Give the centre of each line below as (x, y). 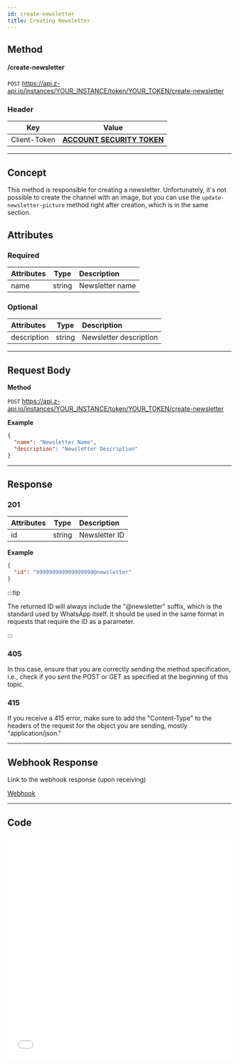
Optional (22, 307)
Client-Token (33, 140)
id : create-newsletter (41, 14)
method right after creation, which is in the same (137, 205)
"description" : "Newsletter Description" (76, 449)
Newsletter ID (102, 535)
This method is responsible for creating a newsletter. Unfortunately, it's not (117, 190)
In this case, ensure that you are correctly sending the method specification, (119, 669)
